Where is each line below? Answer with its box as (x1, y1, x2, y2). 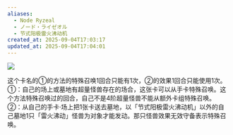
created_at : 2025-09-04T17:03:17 (7, 37, 106, 44)
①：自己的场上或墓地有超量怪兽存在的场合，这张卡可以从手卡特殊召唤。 (7, 85, 220, 94)
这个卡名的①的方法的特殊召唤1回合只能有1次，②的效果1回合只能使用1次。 (7, 77, 227, 84)
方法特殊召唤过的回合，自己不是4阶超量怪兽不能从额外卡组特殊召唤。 (13, 94, 216, 102)
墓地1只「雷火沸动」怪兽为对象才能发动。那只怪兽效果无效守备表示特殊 (13, 112, 220, 120)
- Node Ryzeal (13, 17, 55, 24)
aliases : (7, 10, 33, 18)
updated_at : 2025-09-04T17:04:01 (7, 43, 106, 50)
